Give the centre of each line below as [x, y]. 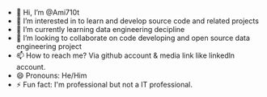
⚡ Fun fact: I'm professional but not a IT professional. [104, 85]
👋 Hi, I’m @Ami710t [48, 12]
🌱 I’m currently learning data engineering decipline [100, 29]
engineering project [49, 46]
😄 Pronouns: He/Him [51, 75]
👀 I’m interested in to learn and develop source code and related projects [137, 21]
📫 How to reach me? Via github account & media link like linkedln [125, 55]
